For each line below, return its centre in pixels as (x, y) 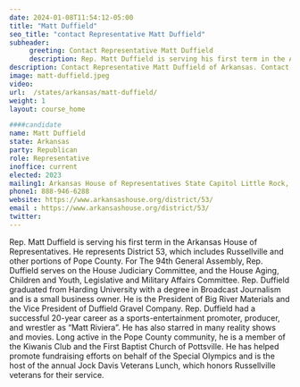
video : (21, 84)
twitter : (25, 216)
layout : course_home (48, 109)
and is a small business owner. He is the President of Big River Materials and (150, 299)
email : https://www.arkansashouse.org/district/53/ (109, 208)
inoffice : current (43, 166)
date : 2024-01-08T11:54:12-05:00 (71, 17)
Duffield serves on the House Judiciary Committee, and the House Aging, (144, 270)
